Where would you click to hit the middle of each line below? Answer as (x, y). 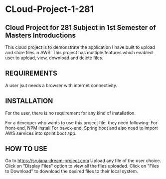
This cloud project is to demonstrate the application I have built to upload (80, 47)
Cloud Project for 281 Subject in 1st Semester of (81, 28)
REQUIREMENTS (31, 73)
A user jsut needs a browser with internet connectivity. (61, 85)
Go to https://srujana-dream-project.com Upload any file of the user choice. (83, 161)
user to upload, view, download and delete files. (54, 58)
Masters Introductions (41, 35)
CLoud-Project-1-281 (50, 9)
